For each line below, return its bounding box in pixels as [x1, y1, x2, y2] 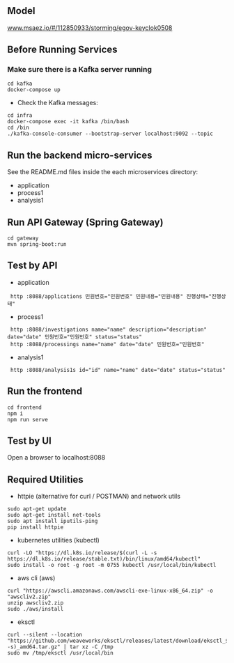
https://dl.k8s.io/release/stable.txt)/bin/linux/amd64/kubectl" [7, 556, 201, 563]
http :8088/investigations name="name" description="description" [10, 326, 208, 333]
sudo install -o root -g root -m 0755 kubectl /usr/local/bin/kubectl [7, 562, 217, 569]
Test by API [7, 260, 58, 272]
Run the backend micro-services [7, 149, 153, 161]
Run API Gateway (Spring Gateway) [7, 216, 164, 228]
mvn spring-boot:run [7, 240, 68, 248]
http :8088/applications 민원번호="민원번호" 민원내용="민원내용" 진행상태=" [10, 292, 212, 300]
